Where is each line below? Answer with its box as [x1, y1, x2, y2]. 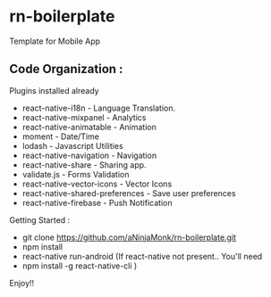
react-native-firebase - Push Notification [21, 197, 173, 208]
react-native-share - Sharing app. [21, 159, 147, 170]
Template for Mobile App [9, 36, 101, 46]
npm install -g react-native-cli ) [21, 260, 138, 271]
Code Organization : [9, 62, 123, 77]
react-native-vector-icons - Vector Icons [21, 178, 173, 189]
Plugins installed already [9, 85, 100, 95]
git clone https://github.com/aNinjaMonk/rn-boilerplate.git [21, 232, 237, 243]
